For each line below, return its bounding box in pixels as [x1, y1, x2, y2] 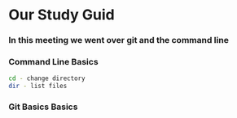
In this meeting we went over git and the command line [8, 35, 230, 46]
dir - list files [8, 82, 68, 91]
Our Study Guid [8, 6, 116, 24]
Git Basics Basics [8, 101, 78, 112]
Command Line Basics [8, 57, 99, 68]
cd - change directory [8, 74, 86, 82]
